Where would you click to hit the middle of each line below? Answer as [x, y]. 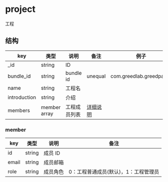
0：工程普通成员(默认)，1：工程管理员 [114, 172]
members [19, 110]
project [20, 9]
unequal [96, 76]
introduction [22, 97]
